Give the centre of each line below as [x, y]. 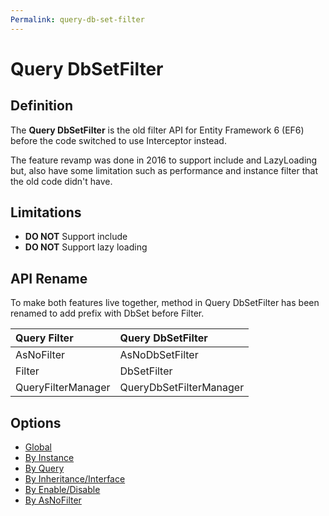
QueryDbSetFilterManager [182, 388]
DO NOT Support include [76, 237]
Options [36, 422]
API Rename [49, 278]
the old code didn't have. [61, 181]
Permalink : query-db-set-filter [77, 19]
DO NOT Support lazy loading [86, 247]
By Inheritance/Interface [75, 479]
